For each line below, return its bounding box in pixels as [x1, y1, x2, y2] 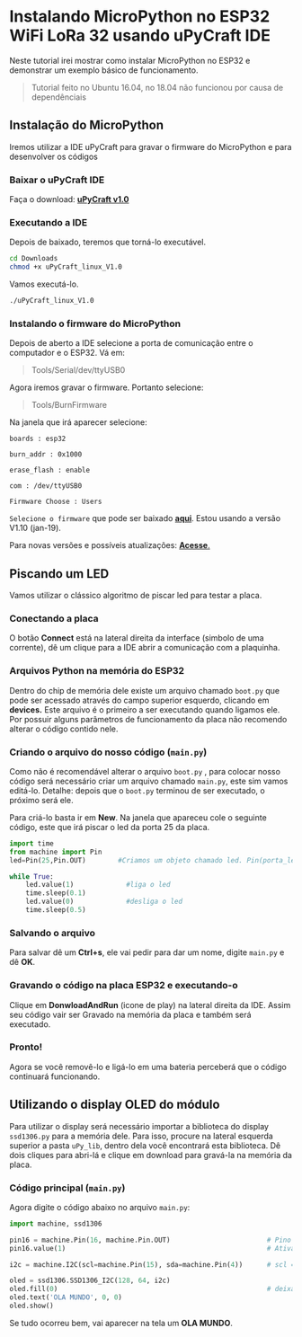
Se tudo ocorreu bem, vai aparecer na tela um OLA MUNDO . [9, 1317, 234, 1328]
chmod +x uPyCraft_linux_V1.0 [9, 262, 123, 271]
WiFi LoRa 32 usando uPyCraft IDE [9, 25, 271, 46]
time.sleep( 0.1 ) [25, 889, 87, 898]
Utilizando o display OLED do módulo [9, 1097, 220, 1112]
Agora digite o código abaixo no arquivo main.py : [9, 1201, 191, 1212]
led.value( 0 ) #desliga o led [25, 897, 182, 907]
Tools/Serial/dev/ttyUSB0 [31, 365, 126, 376]
